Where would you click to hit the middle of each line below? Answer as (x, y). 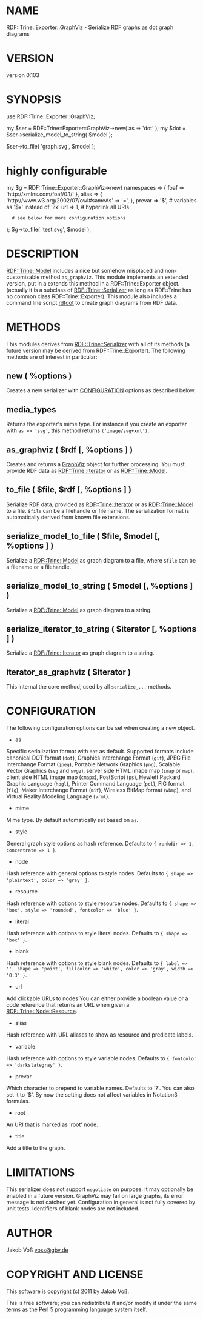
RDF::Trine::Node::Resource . (42, 1011)
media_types (31, 409)
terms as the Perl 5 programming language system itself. (77, 1309)
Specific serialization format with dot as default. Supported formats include (100, 752)
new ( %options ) (39, 376)
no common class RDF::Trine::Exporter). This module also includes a (92, 296)
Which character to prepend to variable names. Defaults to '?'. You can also (101, 1088)
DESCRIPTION (42, 254)
